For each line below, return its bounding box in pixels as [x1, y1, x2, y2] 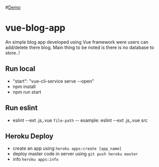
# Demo [5, 5, 21, 10]
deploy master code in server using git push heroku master [12, 151, 138, 157]
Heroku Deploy [5, 132, 54, 141]
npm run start [12, 89, 42, 95]
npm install [12, 83, 36, 90]
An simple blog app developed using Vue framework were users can [5, 39, 149, 45]
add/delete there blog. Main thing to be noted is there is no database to [5, 44, 154, 50]
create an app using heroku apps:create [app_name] [12, 145, 122, 152]
